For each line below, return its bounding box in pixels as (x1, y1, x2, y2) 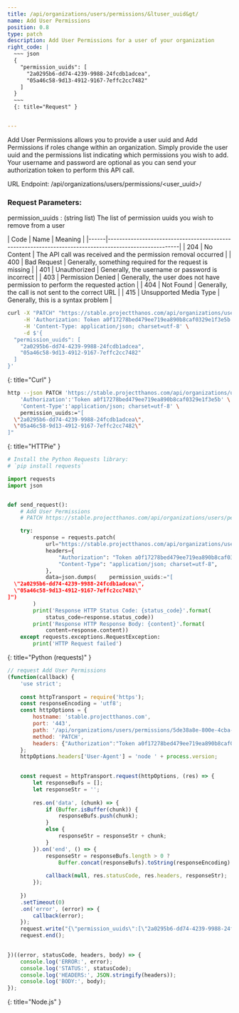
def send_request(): (7, 501, 69, 508)
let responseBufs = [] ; (33, 780, 103, 787)
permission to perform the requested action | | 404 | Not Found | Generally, (7, 281, 228, 289)
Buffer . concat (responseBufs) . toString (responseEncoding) (58, 859, 231, 866)
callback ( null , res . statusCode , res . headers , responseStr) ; (45, 872, 228, 880)
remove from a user (7, 221, 65, 230)
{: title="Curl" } (7, 376, 51, 384)
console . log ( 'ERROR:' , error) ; (20, 958, 113, 965)
